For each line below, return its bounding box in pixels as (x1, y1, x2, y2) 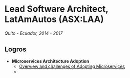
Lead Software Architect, (4, 3, 108, 15)
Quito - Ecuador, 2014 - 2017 (4, 30, 63, 36)
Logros (4, 45, 26, 54)
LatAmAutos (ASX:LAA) (4, 14, 104, 25)
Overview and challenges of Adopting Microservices (19, 63, 125, 69)
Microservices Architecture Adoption (11, 58, 89, 64)
